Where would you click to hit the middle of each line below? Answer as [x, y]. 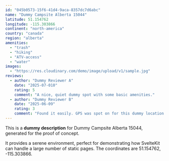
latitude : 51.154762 [27, 19]
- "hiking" [21, 52]
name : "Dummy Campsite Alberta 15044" [46, 15]
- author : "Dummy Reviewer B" [41, 99]
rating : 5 [25, 90]
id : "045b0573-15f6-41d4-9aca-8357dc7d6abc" [53, 10]
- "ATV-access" [26, 57]
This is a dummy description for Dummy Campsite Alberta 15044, [74, 128]
